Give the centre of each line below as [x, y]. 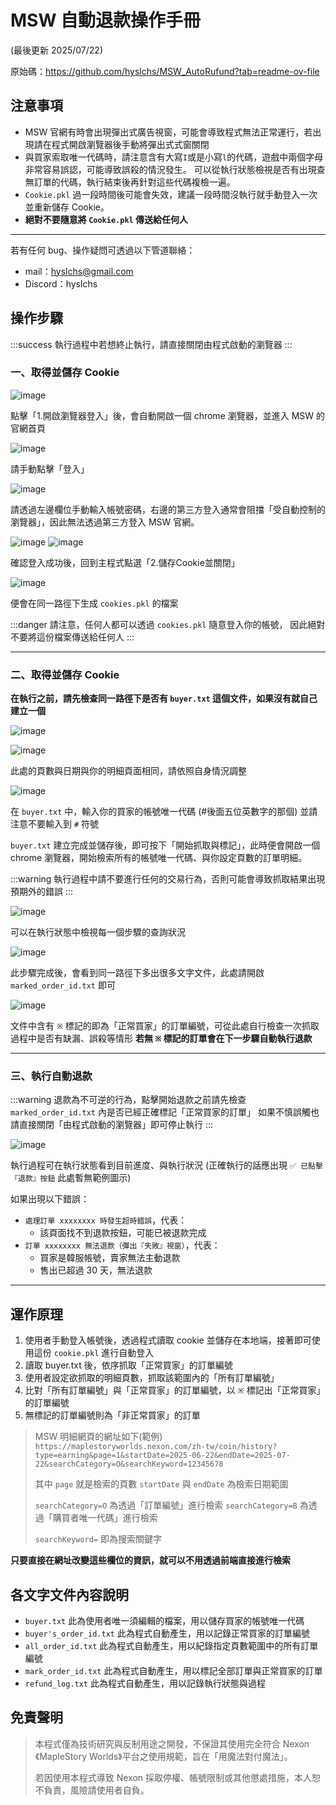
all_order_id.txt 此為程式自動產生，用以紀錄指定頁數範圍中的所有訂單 [171, 1646]
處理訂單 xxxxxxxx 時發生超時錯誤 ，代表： [106, 1220]
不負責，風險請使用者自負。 [92, 1790]
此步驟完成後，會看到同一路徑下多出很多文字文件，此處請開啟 [137, 973]
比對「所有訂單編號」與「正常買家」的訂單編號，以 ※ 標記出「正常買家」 [175, 1390]
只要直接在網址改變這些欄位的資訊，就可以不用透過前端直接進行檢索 [150, 1560]
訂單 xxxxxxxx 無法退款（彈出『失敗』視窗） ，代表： [122, 1245]
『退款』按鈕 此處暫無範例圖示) [71, 1178]
